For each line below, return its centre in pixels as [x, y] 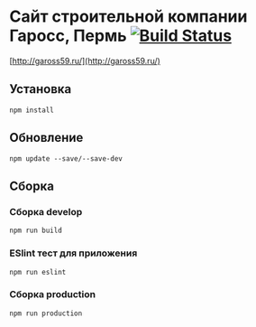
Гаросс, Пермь [68, 36]
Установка [41, 89]
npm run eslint [38, 272]
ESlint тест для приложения [73, 253]
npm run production [46, 313]
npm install [32, 110]
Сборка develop [46, 211]
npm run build [36, 231]
